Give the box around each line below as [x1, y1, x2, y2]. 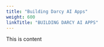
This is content [6, 36, 42, 43]
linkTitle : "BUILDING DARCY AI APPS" [6, 19, 99, 25]
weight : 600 [6, 14, 35, 20]
